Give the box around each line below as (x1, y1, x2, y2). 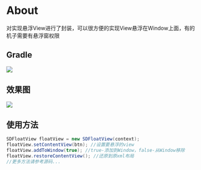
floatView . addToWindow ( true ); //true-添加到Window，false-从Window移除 (6, 148, 185, 154)
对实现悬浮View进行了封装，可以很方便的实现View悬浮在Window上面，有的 (6, 24, 196, 31)
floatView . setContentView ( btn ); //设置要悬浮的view (6, 142, 135, 148)
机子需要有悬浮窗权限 (6, 31, 60, 39)
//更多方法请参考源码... (6, 159, 61, 165)
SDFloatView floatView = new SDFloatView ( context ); (6, 136, 140, 142)
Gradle (6, 50, 32, 60)
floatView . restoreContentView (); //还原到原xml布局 (6, 153, 135, 159)
